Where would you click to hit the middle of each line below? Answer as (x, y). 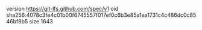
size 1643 (41, 21)
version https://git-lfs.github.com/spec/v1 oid (62, 9)
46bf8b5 (17, 21)
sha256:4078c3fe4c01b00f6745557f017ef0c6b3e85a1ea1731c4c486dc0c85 (101, 15)
